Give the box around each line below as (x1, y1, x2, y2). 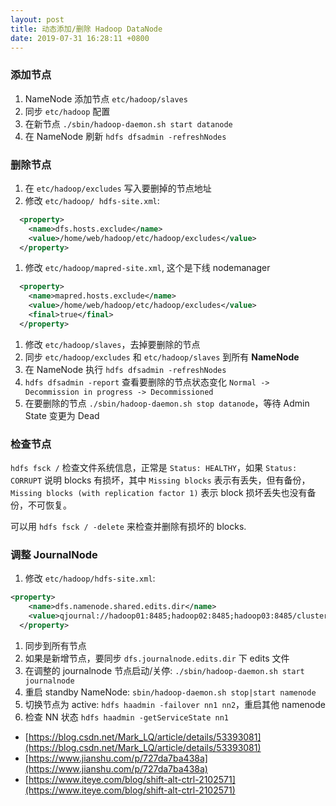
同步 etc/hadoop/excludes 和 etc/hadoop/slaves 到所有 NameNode (24, 351, 300, 363)
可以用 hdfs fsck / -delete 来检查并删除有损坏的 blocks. (10, 521, 247, 533)
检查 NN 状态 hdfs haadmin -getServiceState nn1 (24, 711, 229, 723)
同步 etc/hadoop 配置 (24, 105, 111, 117)
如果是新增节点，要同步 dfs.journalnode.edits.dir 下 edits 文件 (24, 652, 290, 664)
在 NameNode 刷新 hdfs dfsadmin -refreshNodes (24, 130, 227, 142)
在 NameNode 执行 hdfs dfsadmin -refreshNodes (24, 363, 227, 375)
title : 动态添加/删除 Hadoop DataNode (10, 24, 163, 34)
